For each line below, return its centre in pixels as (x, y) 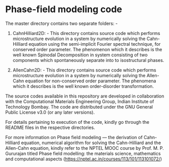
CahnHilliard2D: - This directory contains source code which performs (86, 33)
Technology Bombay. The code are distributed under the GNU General (79, 107)
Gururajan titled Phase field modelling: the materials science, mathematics (83, 153)
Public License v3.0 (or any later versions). (50, 112)
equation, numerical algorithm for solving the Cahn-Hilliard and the (91, 143)
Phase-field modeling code (64, 9)
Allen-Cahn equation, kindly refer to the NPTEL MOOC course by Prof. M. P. (85, 148)
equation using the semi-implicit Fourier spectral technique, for (95, 44)
